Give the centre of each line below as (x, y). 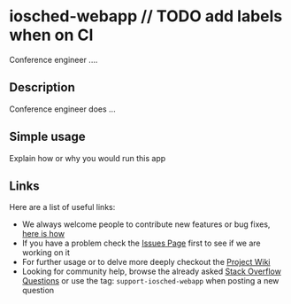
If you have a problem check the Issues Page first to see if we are (141, 243)
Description (42, 87)
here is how (43, 234)
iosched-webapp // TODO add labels (146, 16)
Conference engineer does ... (63, 109)
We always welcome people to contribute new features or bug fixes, (146, 224)
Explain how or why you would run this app (88, 158)
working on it (46, 253)
